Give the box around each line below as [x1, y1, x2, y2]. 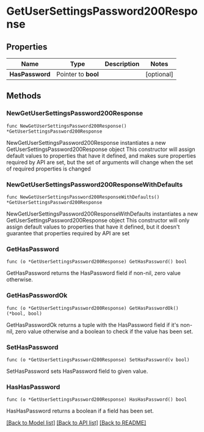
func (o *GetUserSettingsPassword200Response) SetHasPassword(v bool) [6, 356, 190, 363]
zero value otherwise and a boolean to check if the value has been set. [15, 328, 194, 335]
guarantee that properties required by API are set [6, 229, 130, 236]
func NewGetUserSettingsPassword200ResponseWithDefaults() [6, 194, 160, 200]
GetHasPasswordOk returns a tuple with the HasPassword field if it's [6, 321, 179, 328]
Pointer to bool [56, 70, 99, 78]
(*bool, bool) [6, 310, 43, 317]
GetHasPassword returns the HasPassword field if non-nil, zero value [6, 269, 181, 277]
